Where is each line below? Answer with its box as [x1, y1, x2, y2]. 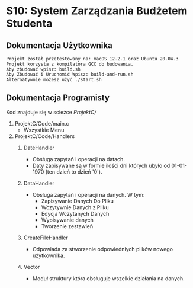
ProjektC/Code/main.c [14, 120, 69, 127]
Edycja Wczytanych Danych [41, 210, 110, 217]
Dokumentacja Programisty [6, 93, 110, 103]
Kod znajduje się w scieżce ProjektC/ [6, 108, 96, 116]
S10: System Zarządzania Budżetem [6, 4, 188, 18]
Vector [23, 263, 40, 270]
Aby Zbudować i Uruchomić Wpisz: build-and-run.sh [6, 72, 134, 78]
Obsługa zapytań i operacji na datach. [32, 155, 126, 162]
